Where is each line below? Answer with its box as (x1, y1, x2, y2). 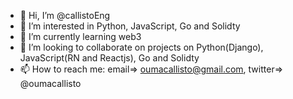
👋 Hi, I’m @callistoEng (19, 10, 111, 21)
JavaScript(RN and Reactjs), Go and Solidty (19, 52, 200, 64)
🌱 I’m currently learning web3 (19, 31, 142, 42)
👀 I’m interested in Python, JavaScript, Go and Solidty (19, 20, 241, 32)
